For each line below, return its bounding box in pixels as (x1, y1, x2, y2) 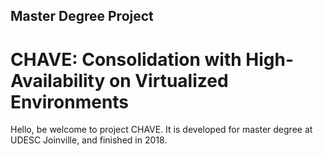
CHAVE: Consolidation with (10, 48, 242, 71)
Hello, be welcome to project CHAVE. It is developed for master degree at (10, 124, 313, 136)
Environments (10, 90, 130, 113)
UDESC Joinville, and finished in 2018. (10, 134, 168, 146)
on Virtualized (108, 69, 229, 92)
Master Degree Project (10, 8, 154, 25)
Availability (10, 69, 106, 92)
